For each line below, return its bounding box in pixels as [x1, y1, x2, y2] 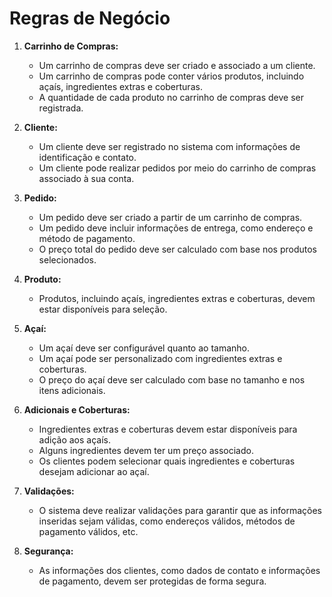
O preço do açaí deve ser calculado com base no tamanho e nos [38, 373, 306, 386]
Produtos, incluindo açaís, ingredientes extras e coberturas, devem [38, 292, 316, 304]
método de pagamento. [38, 232, 136, 244]
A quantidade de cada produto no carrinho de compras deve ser [38, 91, 305, 103]
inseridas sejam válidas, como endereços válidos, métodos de [38, 515, 296, 527]
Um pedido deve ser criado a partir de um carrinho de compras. [38, 211, 303, 223]
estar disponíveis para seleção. [38, 303, 168, 315]
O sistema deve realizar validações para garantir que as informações [38, 504, 322, 516]
